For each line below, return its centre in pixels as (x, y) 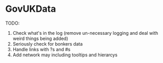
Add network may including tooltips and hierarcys (65, 55)
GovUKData (31, 9)
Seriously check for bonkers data (48, 44)
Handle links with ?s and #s (41, 49)
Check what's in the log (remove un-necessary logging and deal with (85, 33)
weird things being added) (40, 38)
